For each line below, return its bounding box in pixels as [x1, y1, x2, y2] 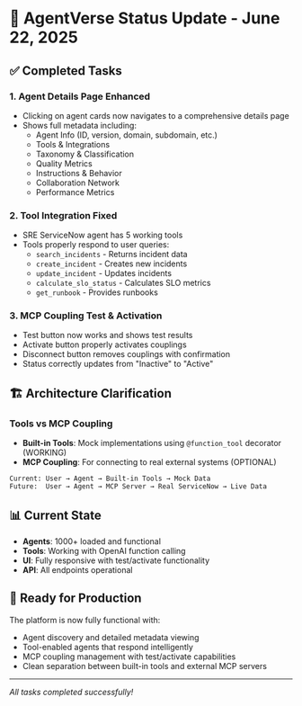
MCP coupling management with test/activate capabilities [22, 651, 236, 662]
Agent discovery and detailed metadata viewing [22, 631, 200, 642]
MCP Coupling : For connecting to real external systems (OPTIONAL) [22, 457, 277, 468]
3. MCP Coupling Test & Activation [9, 309, 163, 322]
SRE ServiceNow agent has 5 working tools [22, 229, 183, 241]
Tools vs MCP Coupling [9, 417, 113, 430]
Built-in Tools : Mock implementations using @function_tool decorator [22, 438, 281, 449]
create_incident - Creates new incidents [35, 258, 188, 269]
